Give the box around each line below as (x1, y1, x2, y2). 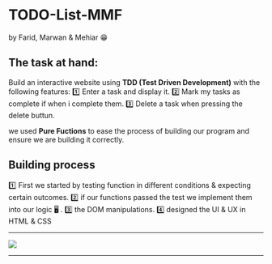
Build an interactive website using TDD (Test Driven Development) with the (8, 77, 261, 87)
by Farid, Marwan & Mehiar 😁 (8, 32, 108, 42)
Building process (8, 158, 96, 172)
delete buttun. (8, 110, 55, 120)
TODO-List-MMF (8, 6, 123, 24)
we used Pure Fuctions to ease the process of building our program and (8, 126, 249, 135)
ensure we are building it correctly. (8, 134, 125, 144)
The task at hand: (8, 56, 99, 70)
